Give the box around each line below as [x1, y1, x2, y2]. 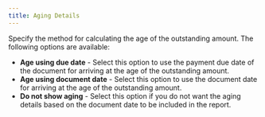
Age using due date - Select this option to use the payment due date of [19, 57, 255, 67]
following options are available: [8, 41, 110, 52]
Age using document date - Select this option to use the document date [19, 74, 258, 84]
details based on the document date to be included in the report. [19, 99, 232, 109]
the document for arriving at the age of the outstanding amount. [19, 65, 229, 76]
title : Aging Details [8, 11, 80, 20]
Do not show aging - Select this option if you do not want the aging [19, 91, 241, 100]
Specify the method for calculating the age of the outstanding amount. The [8, 33, 254, 43]
